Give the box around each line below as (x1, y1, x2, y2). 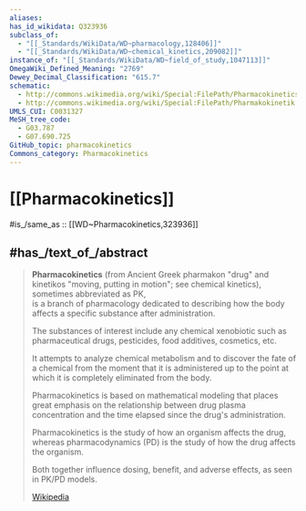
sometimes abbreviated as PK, (31, 288, 147, 299)
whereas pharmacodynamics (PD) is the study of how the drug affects (31, 437, 296, 448)
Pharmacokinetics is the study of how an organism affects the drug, (31, 427, 287, 438)
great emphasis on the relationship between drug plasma (31, 400, 246, 411)
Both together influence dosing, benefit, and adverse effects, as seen (31, 464, 293, 475)
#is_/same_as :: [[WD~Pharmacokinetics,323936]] (9, 218, 199, 229)
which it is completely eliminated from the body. (31, 372, 212, 383)
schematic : (9, 81, 51, 90)
